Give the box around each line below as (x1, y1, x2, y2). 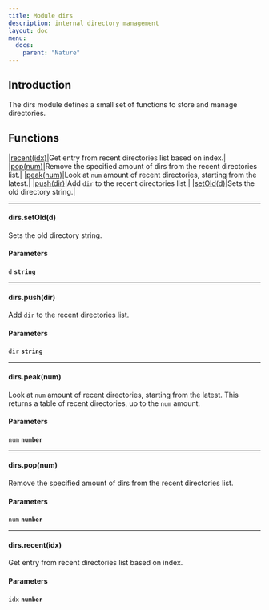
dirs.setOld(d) (8, 213, 57, 223)
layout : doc (8, 26, 48, 34)
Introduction (8, 78, 72, 92)
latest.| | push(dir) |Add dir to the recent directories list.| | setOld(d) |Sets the (8, 178, 255, 188)
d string (8, 268, 36, 276)
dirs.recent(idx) (8, 540, 62, 549)
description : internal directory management (8, 19, 159, 27)
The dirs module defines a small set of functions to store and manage (8, 99, 238, 109)
